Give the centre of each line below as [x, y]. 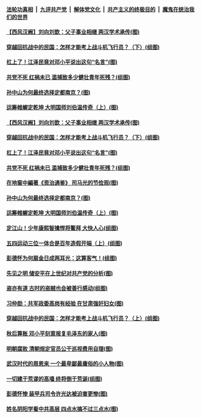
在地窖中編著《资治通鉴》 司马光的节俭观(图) [62, 183]
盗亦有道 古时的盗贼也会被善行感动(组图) [57, 288]
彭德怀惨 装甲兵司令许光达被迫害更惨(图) [57, 394]
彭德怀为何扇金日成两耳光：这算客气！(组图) [62, 258]
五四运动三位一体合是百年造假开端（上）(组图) [65, 243]
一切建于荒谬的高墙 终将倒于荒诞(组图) [54, 378]
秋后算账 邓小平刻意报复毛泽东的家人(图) [57, 334]
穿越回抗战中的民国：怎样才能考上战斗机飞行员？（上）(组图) [83, 318]
